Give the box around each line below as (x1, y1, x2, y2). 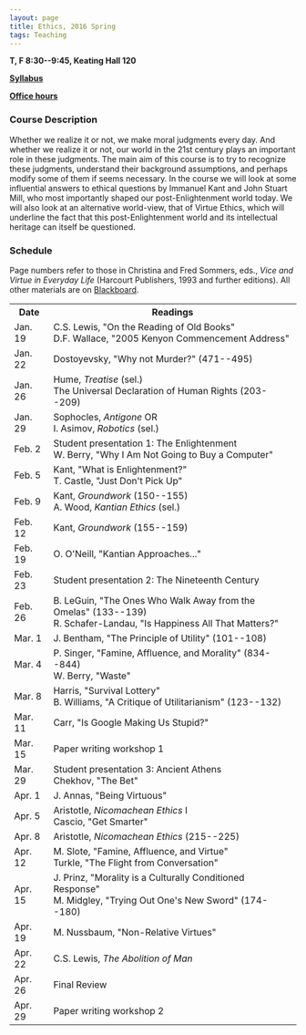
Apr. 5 (14, 809, 41, 822)
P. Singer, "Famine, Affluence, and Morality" (53, 647, 241, 659)
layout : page (9, 13, 59, 23)
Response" (53, 882, 100, 895)
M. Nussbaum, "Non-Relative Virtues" (53, 926, 217, 938)
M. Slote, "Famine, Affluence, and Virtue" (53, 844, 229, 857)
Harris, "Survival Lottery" (53, 684, 161, 697)
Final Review (53, 978, 107, 990)
